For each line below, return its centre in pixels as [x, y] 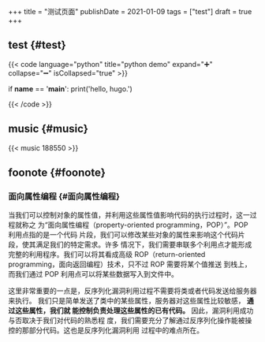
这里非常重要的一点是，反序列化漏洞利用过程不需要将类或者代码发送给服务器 [132, 291]
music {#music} [49, 129]
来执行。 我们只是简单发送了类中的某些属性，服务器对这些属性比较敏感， [127, 301]
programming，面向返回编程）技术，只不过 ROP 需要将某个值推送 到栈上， [130, 264]
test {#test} [37, 45]
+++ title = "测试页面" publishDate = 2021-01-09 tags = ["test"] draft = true [130, 11]
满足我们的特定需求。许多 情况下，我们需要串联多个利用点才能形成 [144, 245]
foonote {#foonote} [57, 173]
